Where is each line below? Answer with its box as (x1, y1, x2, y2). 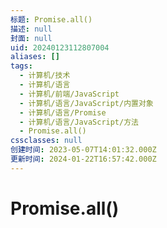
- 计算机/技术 (19, 71, 71, 81)
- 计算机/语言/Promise (19, 107, 107, 118)
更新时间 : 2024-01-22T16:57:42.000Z (10, 154, 157, 164)
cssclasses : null (10, 136, 83, 146)
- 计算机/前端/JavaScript (19, 89, 120, 99)
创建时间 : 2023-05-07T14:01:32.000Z (10, 145, 157, 155)
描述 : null (10, 24, 53, 34)
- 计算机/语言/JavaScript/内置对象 (19, 98, 154, 108)
